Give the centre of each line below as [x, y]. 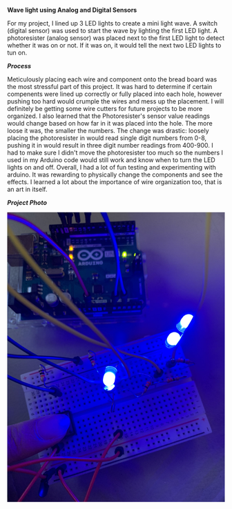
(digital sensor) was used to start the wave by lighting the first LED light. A [113, 31]
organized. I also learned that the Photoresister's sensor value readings [109, 116]
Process [19, 66]
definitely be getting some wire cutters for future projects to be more [105, 109]
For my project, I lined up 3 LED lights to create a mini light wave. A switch [112, 23]
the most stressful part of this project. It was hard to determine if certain [110, 87]
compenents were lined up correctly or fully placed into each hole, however [115, 94]
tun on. [17, 52]
